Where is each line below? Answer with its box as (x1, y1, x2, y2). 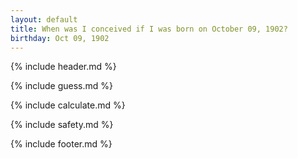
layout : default (10, 14, 78, 25)
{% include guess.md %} (10, 80, 113, 92)
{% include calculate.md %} (10, 99, 126, 111)
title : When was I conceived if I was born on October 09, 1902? (10, 24, 288, 34)
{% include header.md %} (10, 61, 117, 73)
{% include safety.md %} (10, 119, 114, 131)
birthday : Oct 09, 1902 (10, 33, 110, 43)
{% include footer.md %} (10, 138, 113, 150)
